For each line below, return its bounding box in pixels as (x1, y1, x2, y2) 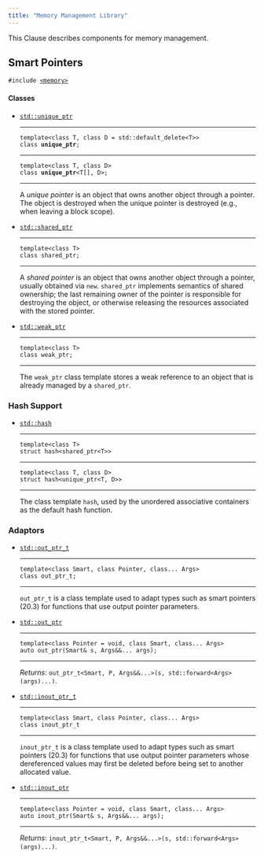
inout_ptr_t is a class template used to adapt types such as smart (19, 742, 235, 752)
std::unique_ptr (19, 112, 73, 121)
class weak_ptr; (19, 351, 73, 359)
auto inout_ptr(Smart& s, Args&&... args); (19, 813, 165, 820)
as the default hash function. (19, 505, 113, 515)
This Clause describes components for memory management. (8, 33, 209, 43)
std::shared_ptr (19, 223, 73, 231)
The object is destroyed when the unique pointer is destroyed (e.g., (19, 198, 238, 207)
